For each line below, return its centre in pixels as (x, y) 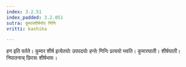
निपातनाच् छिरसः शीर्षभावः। (32, 58)
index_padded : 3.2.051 (35, 18)
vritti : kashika (27, 29)
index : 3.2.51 (24, 12)
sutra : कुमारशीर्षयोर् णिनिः (31, 23)
